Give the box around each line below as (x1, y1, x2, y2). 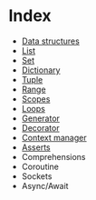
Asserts (21, 142, 51, 153)
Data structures (21, 35, 81, 46)
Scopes (21, 93, 51, 105)
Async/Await (21, 180, 69, 191)
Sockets (21, 170, 53, 182)
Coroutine (21, 161, 60, 172)
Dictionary (21, 65, 61, 75)
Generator (21, 113, 61, 124)
